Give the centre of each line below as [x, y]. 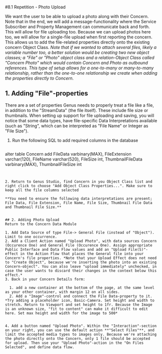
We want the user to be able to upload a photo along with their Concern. [77, 16]
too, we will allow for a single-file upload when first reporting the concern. [79, 37]
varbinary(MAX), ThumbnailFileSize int [44, 164]
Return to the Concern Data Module [41, 224]
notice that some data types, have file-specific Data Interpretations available [81, 120]
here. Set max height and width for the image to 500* [61, 313]
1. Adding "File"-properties [47, 93]
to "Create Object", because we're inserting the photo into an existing [81, 262]
